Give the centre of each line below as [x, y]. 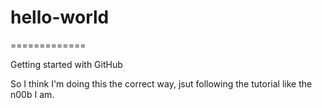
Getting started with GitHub [66, 64]
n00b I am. [32, 94]
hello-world [60, 17]
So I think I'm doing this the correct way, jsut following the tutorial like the [161, 83]
